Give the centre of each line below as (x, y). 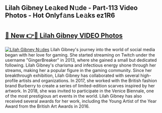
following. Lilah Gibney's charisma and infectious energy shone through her (81, 65)
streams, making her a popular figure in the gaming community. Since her (78, 70)
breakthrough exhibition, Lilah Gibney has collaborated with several (72, 75)
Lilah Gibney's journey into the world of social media (103, 49)
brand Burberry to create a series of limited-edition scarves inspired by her (80, 86)
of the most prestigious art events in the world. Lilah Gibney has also (73, 96)
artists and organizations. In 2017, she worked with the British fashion (88, 81)
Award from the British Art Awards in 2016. (47, 106)
